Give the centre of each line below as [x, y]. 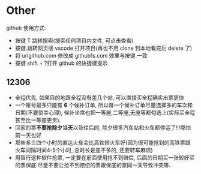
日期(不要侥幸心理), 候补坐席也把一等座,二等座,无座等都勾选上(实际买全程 [105, 112]
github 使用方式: [26, 28]
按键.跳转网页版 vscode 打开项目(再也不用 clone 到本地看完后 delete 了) [103, 48]
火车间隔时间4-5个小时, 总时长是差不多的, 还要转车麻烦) [84, 150]
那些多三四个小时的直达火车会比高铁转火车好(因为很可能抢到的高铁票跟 [103, 142]
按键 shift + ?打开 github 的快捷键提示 [61, 63]
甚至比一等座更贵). [38, 120]
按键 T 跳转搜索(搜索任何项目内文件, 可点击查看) [74, 40]
